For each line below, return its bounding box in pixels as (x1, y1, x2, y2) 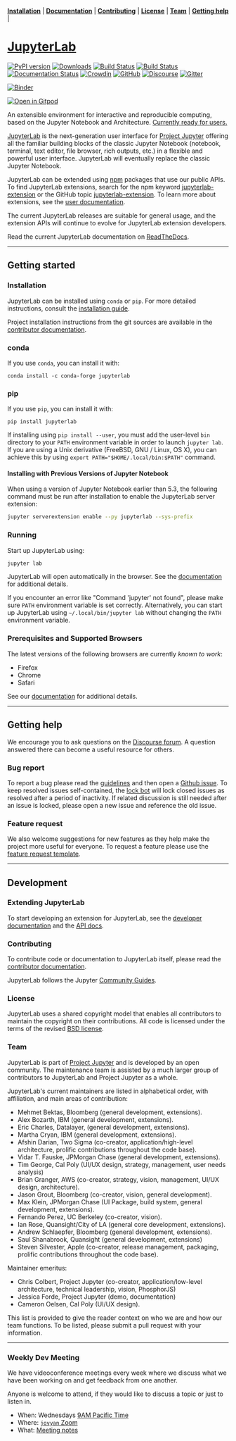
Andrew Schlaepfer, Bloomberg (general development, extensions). (17, 1228, 213, 1236)
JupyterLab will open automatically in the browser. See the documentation (7, 573, 223, 581)
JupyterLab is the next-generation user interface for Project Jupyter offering (7, 131, 228, 140)
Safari (17, 678, 35, 687)
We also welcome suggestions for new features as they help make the (7, 835, 210, 843)
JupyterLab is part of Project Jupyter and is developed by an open (7, 1058, 199, 1066)
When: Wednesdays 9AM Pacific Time (17, 1411, 129, 1419)
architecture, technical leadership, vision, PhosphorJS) (17, 1285, 176, 1293)
